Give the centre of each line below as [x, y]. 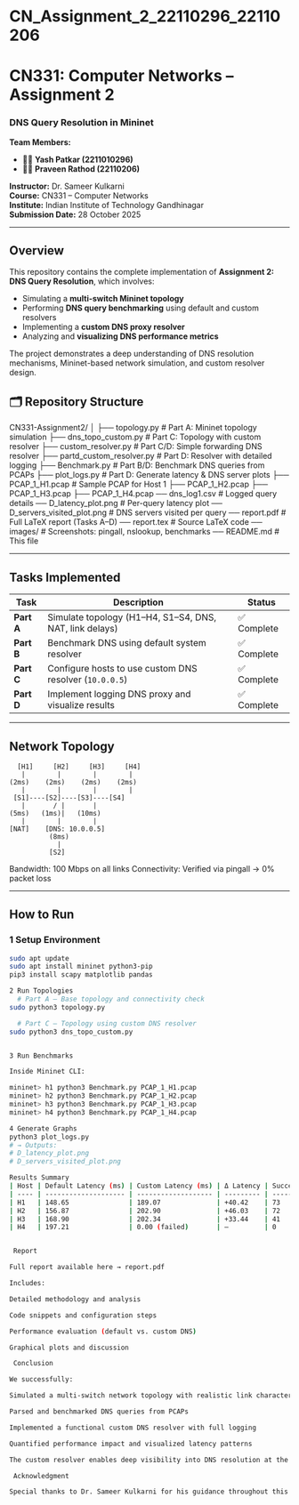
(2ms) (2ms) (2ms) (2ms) [73, 782]
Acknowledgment [41, 1476]
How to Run [42, 915]
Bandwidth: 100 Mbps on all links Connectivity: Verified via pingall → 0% [142, 868]
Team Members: [40, 142]
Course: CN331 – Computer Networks [79, 195]
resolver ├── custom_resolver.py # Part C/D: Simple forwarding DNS [136, 447]
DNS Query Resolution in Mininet [81, 123]
